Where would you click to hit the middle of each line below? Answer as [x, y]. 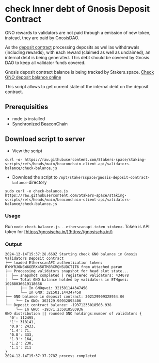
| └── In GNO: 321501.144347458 [43, 292]
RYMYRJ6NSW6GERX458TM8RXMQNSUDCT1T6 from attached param [64, 267]
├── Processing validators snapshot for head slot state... [67, 271]
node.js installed [28, 118]
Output [14, 244]
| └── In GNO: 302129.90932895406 [43, 301]
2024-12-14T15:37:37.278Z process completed [51, 356]
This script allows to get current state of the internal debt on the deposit [77, 86]
